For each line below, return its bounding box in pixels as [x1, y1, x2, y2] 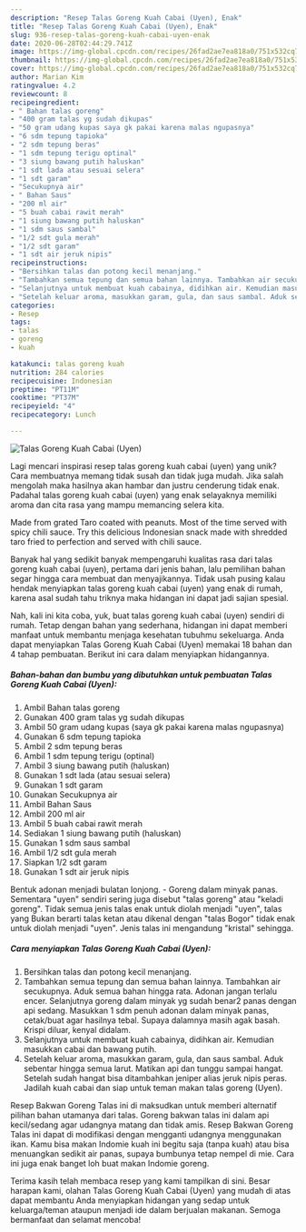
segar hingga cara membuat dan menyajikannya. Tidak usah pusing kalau [10, 573, 285, 584]
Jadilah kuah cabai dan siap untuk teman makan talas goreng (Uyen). [23, 1082, 283, 1093]
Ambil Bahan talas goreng [23, 702, 121, 713]
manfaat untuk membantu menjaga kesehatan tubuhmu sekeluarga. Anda [10, 629, 285, 640]
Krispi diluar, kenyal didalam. [23, 1024, 131, 1035]
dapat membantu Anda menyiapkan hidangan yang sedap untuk [10, 1195, 251, 1206]
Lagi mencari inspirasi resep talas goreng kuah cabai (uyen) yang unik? [10, 460, 277, 471]
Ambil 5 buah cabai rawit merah [23, 817, 143, 828]
